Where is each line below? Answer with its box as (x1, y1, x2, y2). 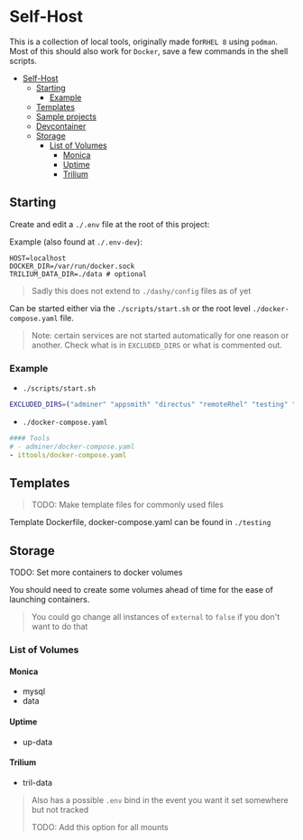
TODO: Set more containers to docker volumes (9, 567, 183, 578)
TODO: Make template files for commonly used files (31, 499, 224, 511)
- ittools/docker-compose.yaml (9, 450, 127, 459)
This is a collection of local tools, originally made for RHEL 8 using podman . (9, 36, 279, 47)
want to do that (31, 621, 88, 632)
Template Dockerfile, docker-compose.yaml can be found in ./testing (9, 517, 271, 528)
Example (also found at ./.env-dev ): (9, 236, 142, 247)
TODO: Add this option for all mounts (31, 821, 169, 832)
